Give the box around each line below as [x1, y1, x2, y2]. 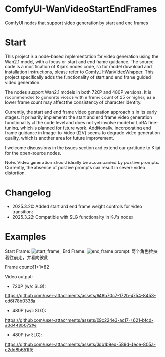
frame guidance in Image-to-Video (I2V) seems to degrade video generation [5, 130, 160, 136]
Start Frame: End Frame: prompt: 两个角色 [5, 248, 149, 254]
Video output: [5, 273, 33, 279]
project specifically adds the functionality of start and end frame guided [5, 74, 151, 80]
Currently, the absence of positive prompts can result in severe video [5, 164, 145, 170]
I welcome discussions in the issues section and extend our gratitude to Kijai [5, 144, 160, 151]
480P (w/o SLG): [12, 307, 47, 313]
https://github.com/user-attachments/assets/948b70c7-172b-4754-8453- [5, 292, 156, 298]
